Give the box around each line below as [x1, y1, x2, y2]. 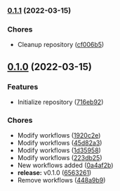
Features [7, 81, 39, 91]
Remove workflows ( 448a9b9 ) [17, 176, 106, 185]
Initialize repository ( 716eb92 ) [17, 98, 104, 106]
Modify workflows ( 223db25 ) [17, 154, 102, 162]
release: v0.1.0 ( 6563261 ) [17, 169, 92, 177]
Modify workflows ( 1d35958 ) [17, 146, 102, 154]
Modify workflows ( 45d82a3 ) [17, 139, 102, 147]
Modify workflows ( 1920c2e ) [17, 131, 101, 140]
